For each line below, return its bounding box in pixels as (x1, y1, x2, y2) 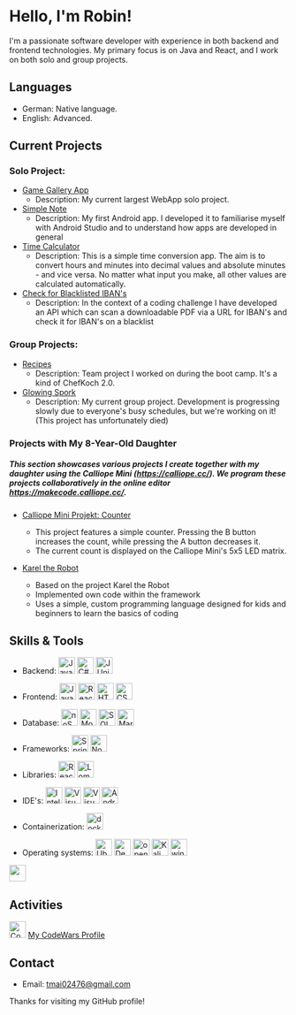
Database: (21, 718, 60, 729)
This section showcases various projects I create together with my (9, 459, 260, 469)
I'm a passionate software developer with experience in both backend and (9, 35, 279, 46)
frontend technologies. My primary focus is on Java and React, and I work (9, 44, 279, 55)
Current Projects (9, 139, 102, 154)
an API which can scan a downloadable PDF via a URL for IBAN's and (34, 307, 287, 317)
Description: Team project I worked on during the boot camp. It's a (34, 368, 278, 378)
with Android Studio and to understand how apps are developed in (34, 223, 277, 233)
